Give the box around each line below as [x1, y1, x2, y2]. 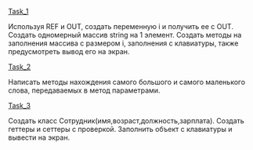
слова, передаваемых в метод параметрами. [8, 86, 161, 95]
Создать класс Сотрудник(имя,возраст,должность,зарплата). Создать [8, 116, 244, 125]
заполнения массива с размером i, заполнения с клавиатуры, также [8, 38, 239, 48]
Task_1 [8, 7, 29, 16]
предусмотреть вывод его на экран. [8, 47, 130, 56]
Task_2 [8, 62, 31, 71]
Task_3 [8, 101, 31, 110]
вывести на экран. [8, 133, 70, 142]
